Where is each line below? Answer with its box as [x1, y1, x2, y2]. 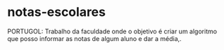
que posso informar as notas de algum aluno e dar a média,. [7, 34, 182, 42]
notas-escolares [7, 4, 106, 20]
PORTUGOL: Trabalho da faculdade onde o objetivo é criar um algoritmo [7, 27, 217, 35]
